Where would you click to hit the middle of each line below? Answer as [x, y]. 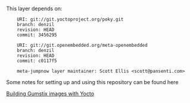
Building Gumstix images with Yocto [50, 94]
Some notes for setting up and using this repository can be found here [92, 82]
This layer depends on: [34, 9]
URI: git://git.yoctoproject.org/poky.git [70, 20]
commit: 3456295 [37, 35]
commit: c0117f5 [37, 61]
